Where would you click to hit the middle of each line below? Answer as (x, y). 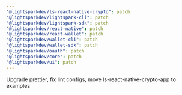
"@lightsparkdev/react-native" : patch (55, 29)
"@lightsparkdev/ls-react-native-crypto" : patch (68, 12)
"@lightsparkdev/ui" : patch (41, 62)
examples (18, 85)
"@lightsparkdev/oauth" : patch (45, 51)
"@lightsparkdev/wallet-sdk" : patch (52, 46)
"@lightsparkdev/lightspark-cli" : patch (58, 17)
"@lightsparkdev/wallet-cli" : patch (52, 40)
